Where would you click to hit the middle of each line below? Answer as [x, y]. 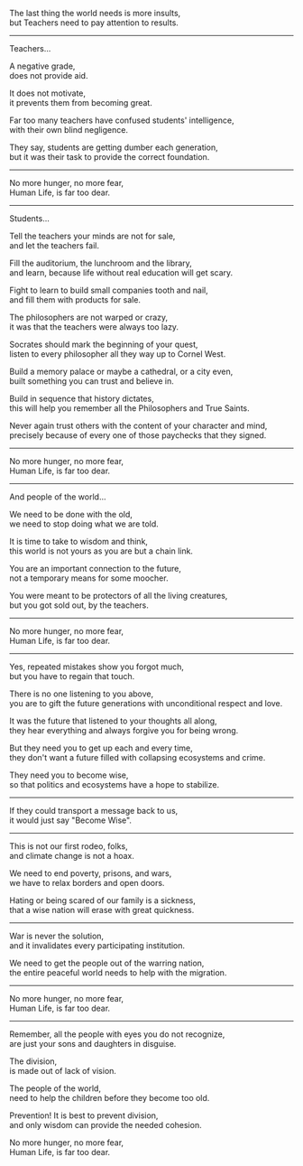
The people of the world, [55, 1088]
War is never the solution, [57, 936]
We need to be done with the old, [71, 514]
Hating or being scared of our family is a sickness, [103, 900]
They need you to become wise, [69, 775]
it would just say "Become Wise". [71, 820]
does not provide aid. [49, 75]
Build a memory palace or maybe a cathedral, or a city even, [121, 371]
